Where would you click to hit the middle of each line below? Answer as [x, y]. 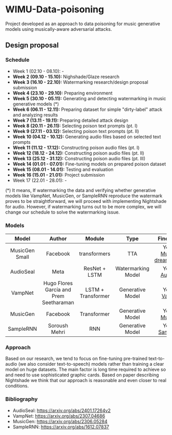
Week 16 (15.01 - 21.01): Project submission [59, 175]
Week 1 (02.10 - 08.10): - [38, 71]
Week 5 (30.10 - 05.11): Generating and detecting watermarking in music [89, 98]
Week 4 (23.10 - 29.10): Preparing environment [62, 93]
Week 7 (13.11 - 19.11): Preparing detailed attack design [70, 120]
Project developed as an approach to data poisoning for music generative [83, 24]
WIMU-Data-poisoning [55, 10]
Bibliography [21, 399]
